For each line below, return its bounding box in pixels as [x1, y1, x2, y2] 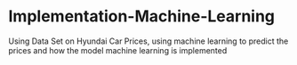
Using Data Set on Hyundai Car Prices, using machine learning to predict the [8, 36, 289, 46]
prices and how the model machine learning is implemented [8, 45, 228, 55]
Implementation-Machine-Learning [8, 6, 276, 27]
